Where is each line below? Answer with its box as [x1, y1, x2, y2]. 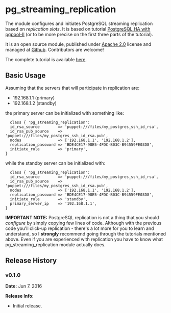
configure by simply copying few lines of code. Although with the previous [5, 220, 162, 226]
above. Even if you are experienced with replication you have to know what [5, 236, 163, 242]
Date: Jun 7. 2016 [5, 283, 42, 289]
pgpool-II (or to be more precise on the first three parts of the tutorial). [5, 31, 153, 37]
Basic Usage [5, 71, 46, 80]
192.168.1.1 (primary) [12, 94, 55, 100]
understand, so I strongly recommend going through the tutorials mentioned [5, 230, 166, 237]
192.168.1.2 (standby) [12, 100, 57, 106]
